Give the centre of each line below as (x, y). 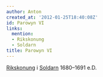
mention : (23, 34)
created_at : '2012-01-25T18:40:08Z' (52, 17)
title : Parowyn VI (29, 51)
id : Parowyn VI (25, 23)
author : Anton (24, 12)
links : (14, 28)
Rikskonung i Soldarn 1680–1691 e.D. (52, 67)
